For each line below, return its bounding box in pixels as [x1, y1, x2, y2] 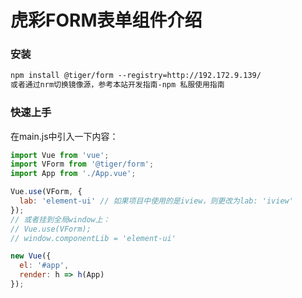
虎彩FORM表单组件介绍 [10, 9, 203, 32]
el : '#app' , [19, 261, 70, 271]
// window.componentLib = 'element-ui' [10, 233, 177, 243]
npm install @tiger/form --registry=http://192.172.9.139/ [10, 71, 262, 81]
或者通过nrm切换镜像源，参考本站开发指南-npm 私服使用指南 [10, 80, 225, 90]
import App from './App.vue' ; [10, 169, 137, 179]
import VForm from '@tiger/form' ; [10, 159, 155, 170]
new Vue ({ [10, 251, 52, 261]
